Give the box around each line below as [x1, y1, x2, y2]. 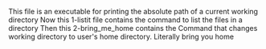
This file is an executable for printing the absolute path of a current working [8, 7, 259, 16]
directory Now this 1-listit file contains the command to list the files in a [8, 15, 243, 24]
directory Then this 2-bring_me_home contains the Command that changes [8, 24, 258, 32]
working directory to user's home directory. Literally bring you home [8, 32, 235, 41]
